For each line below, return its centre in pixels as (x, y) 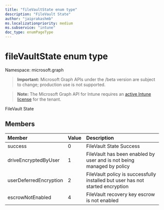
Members (20, 124)
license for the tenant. (39, 99)
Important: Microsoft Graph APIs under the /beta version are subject (86, 79)
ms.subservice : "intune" (30, 28)
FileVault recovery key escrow (121, 194)
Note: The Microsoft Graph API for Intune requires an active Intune (84, 94)
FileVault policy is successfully (121, 174)
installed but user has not (115, 180)
